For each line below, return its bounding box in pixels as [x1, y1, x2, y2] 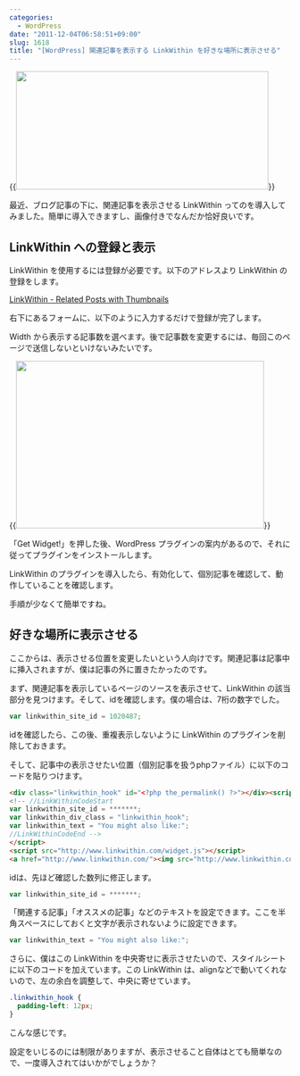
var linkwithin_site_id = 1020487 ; [9, 712, 142, 721]
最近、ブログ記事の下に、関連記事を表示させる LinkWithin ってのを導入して [9, 200, 287, 211]
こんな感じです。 [9, 1027, 71, 1038]
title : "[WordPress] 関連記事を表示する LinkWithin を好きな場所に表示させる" [9, 46, 281, 55]
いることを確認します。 [32, 580, 119, 590]
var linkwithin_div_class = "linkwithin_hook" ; [9, 813, 190, 822]
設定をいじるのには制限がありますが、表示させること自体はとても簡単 [9, 1046, 267, 1056]
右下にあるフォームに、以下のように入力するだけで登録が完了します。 [9, 312, 266, 322]
